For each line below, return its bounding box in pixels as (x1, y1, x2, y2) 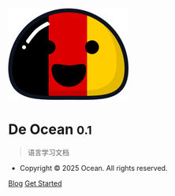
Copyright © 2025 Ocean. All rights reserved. (19, 163, 168, 172)
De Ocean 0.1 (8, 120, 92, 139)
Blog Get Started (8, 178, 62, 188)
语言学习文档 (27, 147, 69, 157)
